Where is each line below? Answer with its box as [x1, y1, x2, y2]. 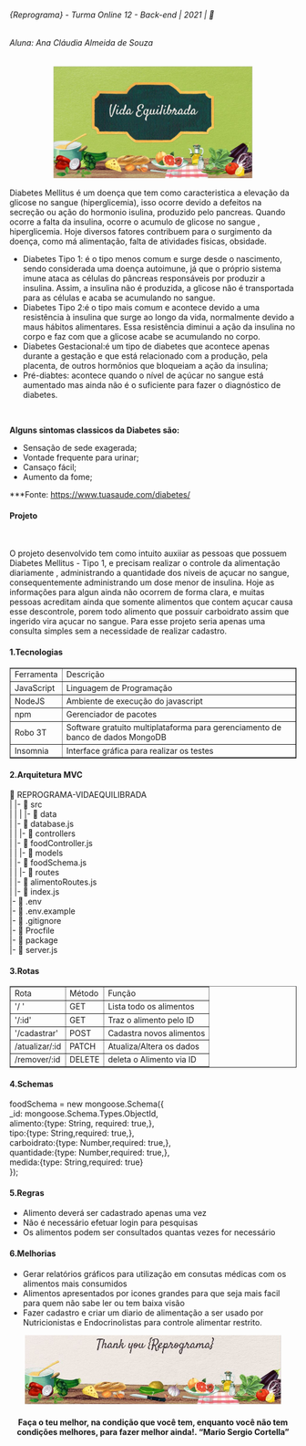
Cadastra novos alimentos [107, 1027, 206, 1038]
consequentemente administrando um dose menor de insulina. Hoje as [9, 577, 275, 588]
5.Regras [9, 1187, 45, 1198]
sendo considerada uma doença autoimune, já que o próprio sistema [22, 263, 281, 275]
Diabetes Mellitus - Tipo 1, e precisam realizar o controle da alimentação [9, 558, 280, 569]
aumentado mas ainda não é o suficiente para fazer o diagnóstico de [22, 380, 281, 391]
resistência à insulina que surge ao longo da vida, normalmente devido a [22, 312, 295, 323]
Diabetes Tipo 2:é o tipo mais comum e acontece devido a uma [22, 302, 260, 313]
